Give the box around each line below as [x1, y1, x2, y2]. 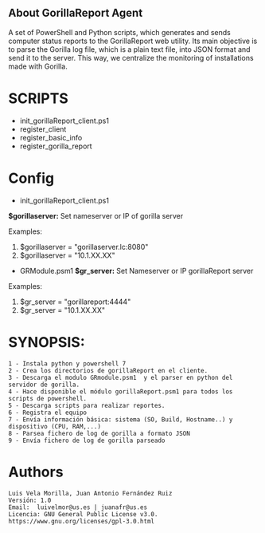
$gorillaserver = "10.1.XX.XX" [19, 251, 115, 260]
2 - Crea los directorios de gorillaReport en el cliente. [8, 366, 208, 374]
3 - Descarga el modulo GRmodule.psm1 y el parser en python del [8, 373, 233, 381]
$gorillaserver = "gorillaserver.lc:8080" [19, 242, 149, 251]
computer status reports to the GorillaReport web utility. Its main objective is [8, 36, 258, 45]
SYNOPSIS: [8, 333, 85, 351]
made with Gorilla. [8, 61, 68, 71]
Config [8, 169, 54, 187]
